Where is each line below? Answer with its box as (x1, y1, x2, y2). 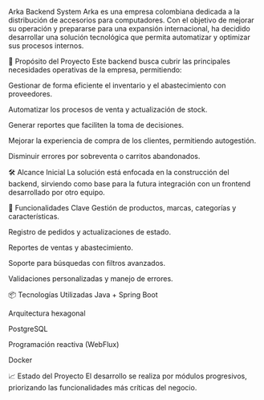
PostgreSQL (8, 324, 48, 333)
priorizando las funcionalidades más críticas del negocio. (8, 383, 197, 392)
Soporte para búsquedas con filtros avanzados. (8, 259, 166, 267)
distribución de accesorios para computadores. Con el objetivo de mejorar (8, 15, 254, 25)
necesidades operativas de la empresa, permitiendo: (8, 65, 182, 75)
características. (8, 212, 60, 221)
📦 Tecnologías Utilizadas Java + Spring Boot (8, 290, 158, 300)
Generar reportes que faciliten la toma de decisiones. (8, 120, 185, 129)
